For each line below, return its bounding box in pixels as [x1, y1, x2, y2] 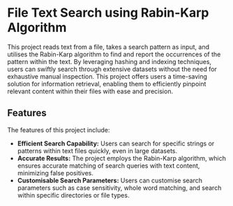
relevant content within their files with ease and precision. [7, 87, 173, 95]
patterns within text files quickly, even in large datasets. [17, 146, 178, 154]
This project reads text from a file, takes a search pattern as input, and [7, 42, 210, 51]
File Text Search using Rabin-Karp [7, 5, 209, 21]
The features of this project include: [7, 125, 110, 134]
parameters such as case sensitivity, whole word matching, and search [17, 183, 222, 192]
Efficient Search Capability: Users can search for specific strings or [17, 139, 215, 148]
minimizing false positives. [17, 168, 94, 177]
